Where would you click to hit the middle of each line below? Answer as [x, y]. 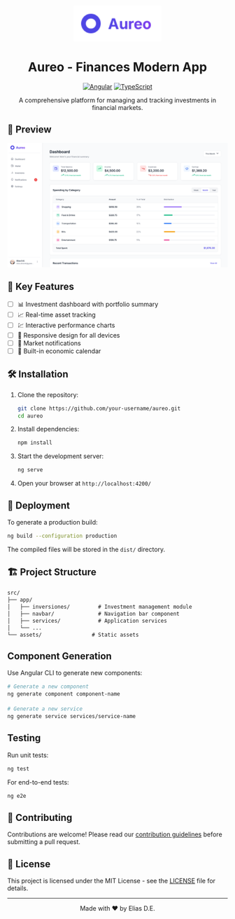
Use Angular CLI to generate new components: [75, 673]
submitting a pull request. [44, 842]
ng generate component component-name [64, 694]
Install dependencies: [48, 429]
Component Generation [59, 656]
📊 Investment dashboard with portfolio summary [88, 304]
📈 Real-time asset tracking [56, 315]
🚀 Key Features [41, 287]
